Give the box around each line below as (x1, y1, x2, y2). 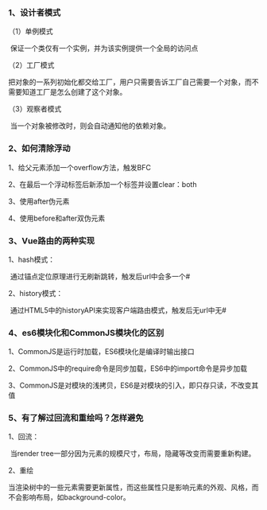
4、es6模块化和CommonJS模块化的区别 (8, 327, 164, 338)
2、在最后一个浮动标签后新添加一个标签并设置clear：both (8, 179, 197, 189)
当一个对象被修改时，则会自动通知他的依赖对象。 (10, 121, 171, 130)
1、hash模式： (8, 255, 56, 264)
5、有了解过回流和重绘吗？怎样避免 (8, 412, 144, 423)
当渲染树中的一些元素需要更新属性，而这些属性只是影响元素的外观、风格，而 (8, 483, 259, 492)
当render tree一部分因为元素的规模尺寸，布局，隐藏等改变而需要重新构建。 (10, 449, 256, 458)
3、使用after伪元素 (8, 197, 70, 206)
